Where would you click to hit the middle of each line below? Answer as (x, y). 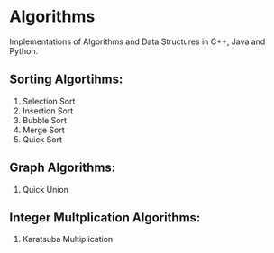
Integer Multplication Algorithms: (105, 217)
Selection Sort (49, 101)
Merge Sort (43, 130)
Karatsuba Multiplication (68, 239)
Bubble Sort (45, 120)
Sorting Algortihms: (66, 80)
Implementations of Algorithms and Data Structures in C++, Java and (137, 41)
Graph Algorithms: (63, 168)
